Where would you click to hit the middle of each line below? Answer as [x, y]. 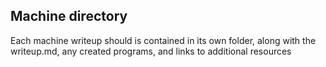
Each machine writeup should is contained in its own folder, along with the [163, 40]
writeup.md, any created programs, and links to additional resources [151, 51]
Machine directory [69, 16]
